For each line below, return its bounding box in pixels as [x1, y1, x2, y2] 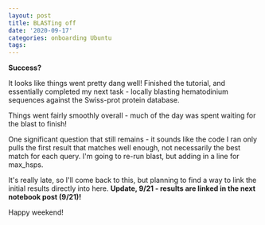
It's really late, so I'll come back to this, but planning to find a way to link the [8, 176, 257, 185]
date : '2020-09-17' [8, 26, 73, 34]
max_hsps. [8, 160, 44, 169]
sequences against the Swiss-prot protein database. [8, 95, 181, 105]
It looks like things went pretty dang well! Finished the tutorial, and [8, 79, 225, 88]
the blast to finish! [8, 119, 68, 129]
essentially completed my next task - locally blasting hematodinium [8, 87, 229, 96]
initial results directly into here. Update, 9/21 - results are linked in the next [8, 184, 256, 193]
